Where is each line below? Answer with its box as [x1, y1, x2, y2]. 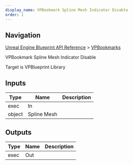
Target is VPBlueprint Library [5, 64, 66, 70]
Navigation [5, 31, 41, 40]
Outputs [5, 128, 32, 137]
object [8, 111, 23, 118]
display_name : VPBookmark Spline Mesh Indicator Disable [5, 7, 128, 13]
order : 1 [5, 12, 24, 17]
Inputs [5, 79, 26, 87]
